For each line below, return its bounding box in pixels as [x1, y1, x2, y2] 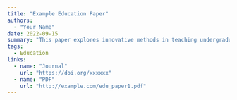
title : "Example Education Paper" [7, 10, 109, 18]
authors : [7, 17, 33, 24]
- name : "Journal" [13, 63, 68, 70]
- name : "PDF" [13, 75, 55, 83]
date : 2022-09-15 [7, 30, 59, 37]
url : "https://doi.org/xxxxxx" [20, 69, 112, 76]
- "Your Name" [13, 23, 55, 30]
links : [7, 56, 27, 63]
